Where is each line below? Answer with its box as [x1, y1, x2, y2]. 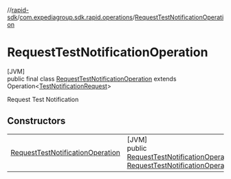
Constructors [7, 115, 66, 127]
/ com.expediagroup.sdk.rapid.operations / [16, 13, 135, 21]
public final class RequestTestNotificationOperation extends [7, 74, 177, 83]
